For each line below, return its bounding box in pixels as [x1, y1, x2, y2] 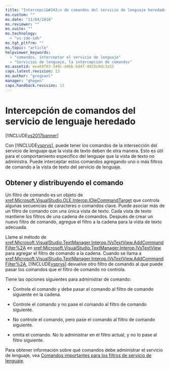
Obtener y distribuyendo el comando [5, 178, 124, 187]
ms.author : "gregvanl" [5, 74, 53, 79]
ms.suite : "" [5, 26, 33, 31]
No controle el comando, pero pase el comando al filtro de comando [12, 317, 155, 323]
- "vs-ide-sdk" [10, 36, 42, 41]
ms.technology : [5, 31, 37, 36]
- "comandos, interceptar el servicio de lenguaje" [10, 54, 121, 60]
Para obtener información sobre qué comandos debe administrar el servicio [5, 347, 163, 353]
